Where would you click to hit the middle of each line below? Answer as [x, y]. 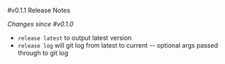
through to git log [43, 53]
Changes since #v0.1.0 [40, 24]
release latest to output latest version [75, 38]
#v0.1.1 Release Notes [39, 10]
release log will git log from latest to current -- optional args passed [118, 45]
